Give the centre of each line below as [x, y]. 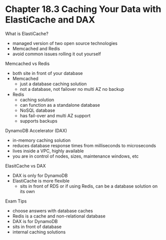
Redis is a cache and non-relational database [59, 216]
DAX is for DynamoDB [35, 221]
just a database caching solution [53, 84]
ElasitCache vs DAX [25, 166]
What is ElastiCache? [27, 33]
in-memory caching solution [41, 140]
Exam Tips [16, 201]
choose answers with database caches [53, 211]
